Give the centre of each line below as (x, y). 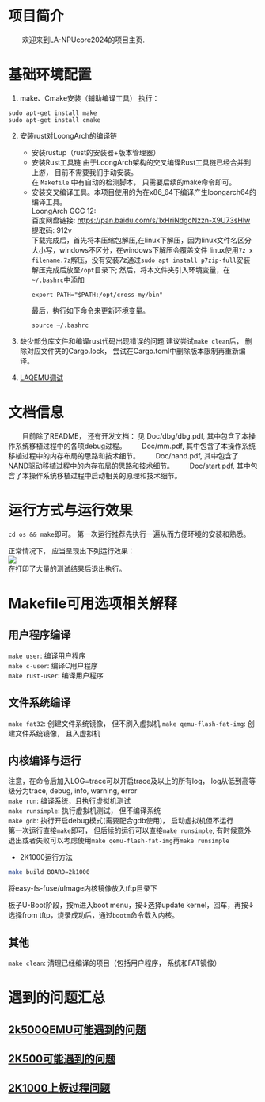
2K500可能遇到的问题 (62, 1059)
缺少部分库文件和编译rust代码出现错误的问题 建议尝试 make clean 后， (131, 340)
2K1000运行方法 (46, 857)
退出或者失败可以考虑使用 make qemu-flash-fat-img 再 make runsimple (119, 841)
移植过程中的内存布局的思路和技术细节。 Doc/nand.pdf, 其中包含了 (123, 455)
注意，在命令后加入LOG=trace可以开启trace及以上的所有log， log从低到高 (129, 781)
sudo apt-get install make (53, 113)
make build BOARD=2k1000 (49, 872)
